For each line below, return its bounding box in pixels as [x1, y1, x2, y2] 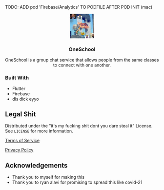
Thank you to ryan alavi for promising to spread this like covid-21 [12, 179, 143, 185]
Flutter [12, 85, 26, 91]
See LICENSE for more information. [5, 128, 73, 134]
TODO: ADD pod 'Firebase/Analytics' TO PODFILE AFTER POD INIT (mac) [5, 4, 153, 10]
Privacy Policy [5, 147, 34, 153]
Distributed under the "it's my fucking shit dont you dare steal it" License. [5, 123, 153, 129]
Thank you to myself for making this [12, 174, 84, 180]
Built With [5, 74, 29, 81]
